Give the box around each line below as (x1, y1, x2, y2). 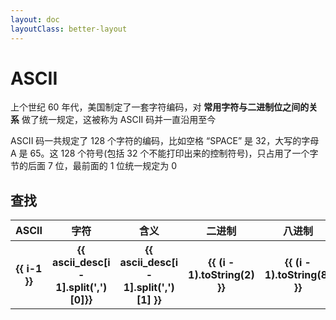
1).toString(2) (188, 268, 255, 282)
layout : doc (10, 14, 60, 25)
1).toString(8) (264, 268, 332, 282)
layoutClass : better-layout (10, 24, 128, 34)
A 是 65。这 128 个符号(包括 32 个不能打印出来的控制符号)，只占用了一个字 (10, 147, 319, 160)
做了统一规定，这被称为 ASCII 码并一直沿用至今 (21, 114, 217, 126)
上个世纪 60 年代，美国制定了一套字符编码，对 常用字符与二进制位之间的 (10, 101, 310, 113)
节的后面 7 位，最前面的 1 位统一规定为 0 (10, 160, 178, 172)
